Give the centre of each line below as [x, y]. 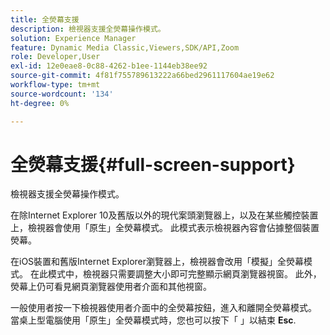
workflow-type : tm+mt [55, 85]
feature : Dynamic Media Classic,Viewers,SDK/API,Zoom [125, 47]
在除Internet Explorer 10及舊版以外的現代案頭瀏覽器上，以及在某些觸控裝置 [164, 215]
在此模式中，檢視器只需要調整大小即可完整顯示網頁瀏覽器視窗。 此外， [175, 274]
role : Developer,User [55, 57]
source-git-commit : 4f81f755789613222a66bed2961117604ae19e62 [142, 76]
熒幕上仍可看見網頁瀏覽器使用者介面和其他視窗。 [111, 287]
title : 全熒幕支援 [45, 19]
